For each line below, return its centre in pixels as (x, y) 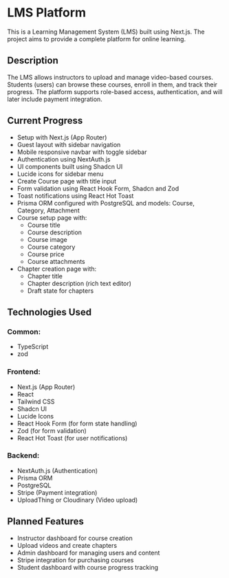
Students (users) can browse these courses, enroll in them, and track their (112, 85)
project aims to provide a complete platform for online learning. (97, 38)
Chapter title (45, 276)
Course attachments (56, 261)
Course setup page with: (52, 217)
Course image (47, 239)
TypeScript (33, 347)
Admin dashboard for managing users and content (88, 553)
